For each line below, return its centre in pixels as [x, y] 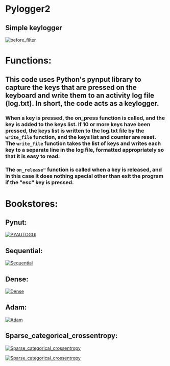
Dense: [17, 279]
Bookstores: [32, 203]
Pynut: [16, 222]
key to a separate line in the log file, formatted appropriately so [85, 150]
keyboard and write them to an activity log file [80, 95]
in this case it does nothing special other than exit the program [84, 176]
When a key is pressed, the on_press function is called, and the [85, 118]
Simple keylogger [34, 28]
